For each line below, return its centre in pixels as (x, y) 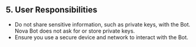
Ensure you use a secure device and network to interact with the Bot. (101, 37)
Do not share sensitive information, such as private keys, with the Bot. (102, 24)
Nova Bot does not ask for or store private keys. (75, 31)
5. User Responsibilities (52, 10)
